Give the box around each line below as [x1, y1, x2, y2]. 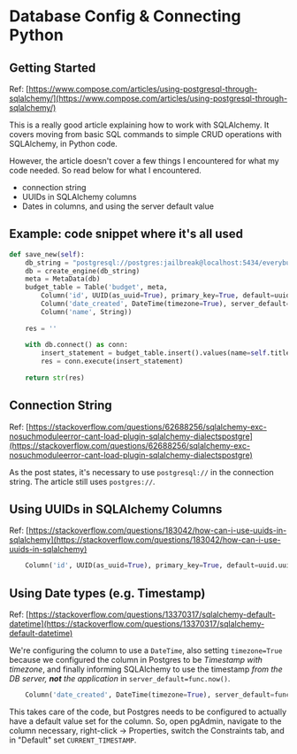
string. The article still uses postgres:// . [9, 476, 156, 487]
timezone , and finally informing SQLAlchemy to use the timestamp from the [9, 664, 283, 674]
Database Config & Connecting [9, 6, 241, 27]
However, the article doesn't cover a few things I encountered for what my [9, 156, 280, 165]
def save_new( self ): [9, 250, 86, 258]
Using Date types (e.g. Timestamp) [9, 586, 206, 601]
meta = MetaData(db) [25, 274, 101, 284]
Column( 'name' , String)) [41, 307, 133, 316]
